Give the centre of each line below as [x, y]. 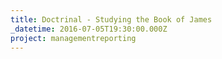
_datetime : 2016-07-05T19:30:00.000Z [89, 29]
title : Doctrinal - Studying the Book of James [111, 19]
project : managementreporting [73, 38]
